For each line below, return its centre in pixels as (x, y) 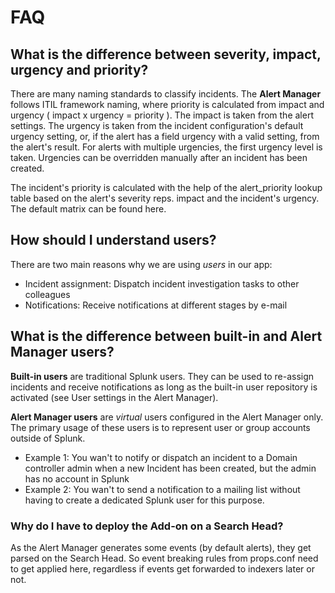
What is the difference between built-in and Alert (166, 336)
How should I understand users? (113, 240)
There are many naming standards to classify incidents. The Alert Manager (166, 94)
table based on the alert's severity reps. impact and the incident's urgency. (165, 198)
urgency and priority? (79, 69)
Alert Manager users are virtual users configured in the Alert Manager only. (167, 417)
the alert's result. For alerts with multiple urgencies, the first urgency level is (166, 147)
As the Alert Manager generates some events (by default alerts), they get (161, 547)
